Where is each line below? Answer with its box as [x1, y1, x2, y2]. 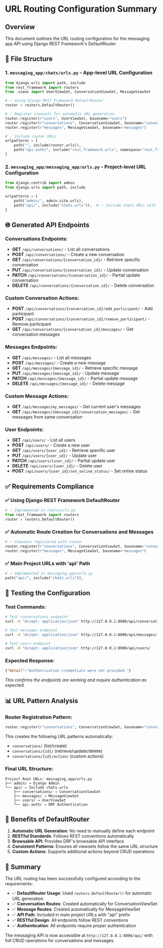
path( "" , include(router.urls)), [14, 143, 81, 148]
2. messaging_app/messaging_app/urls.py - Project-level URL [5, 163, 147, 170]
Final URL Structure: [5, 765, 53, 772]
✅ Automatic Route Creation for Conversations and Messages [5, 528, 154, 535]
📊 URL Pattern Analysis [5, 697, 79, 705]
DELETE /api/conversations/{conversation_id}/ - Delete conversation [12, 283, 154, 289]
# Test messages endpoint [5, 628, 57, 633]
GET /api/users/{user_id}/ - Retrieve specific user [12, 448, 115, 453]
